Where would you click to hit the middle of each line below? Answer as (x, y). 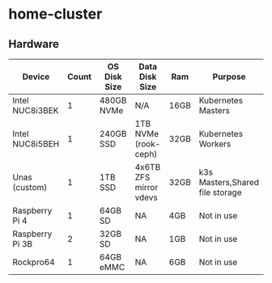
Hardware (34, 44)
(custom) (30, 187)
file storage (220, 192)
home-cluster (55, 14)
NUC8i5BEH (36, 144)
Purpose (229, 76)
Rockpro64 (34, 262)
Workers (215, 144)
